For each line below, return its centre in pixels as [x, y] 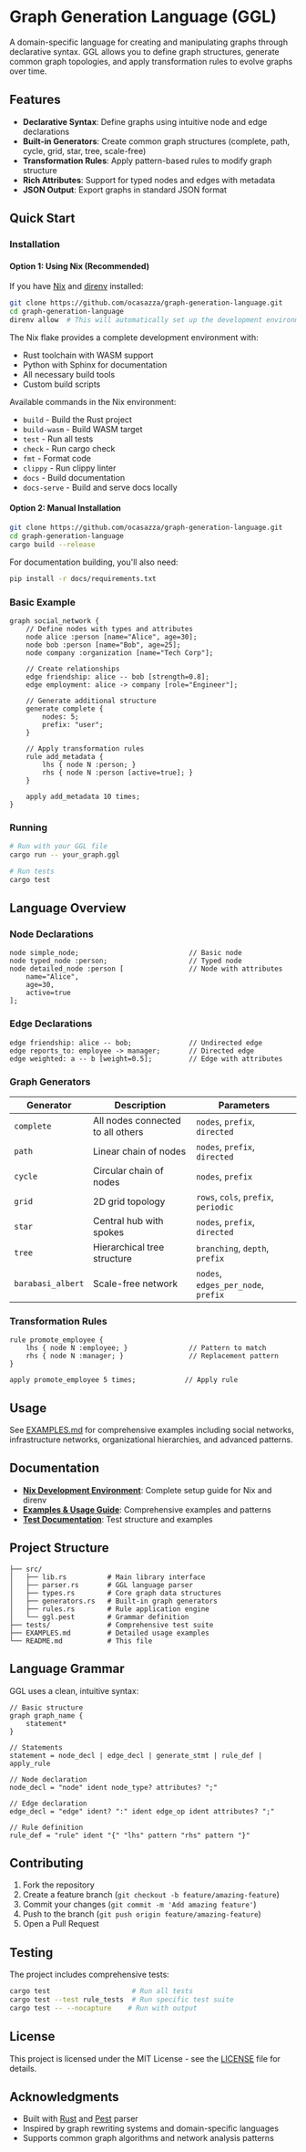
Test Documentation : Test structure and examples [117, 1519]
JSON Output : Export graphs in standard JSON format [125, 190]
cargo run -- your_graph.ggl [65, 855]
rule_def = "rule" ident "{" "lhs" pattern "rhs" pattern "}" [130, 1835]
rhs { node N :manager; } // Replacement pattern [153, 1357]
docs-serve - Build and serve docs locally [100, 487]
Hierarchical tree [128, 1247]
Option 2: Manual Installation [65, 508]
